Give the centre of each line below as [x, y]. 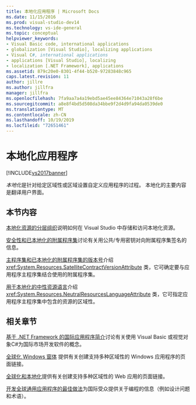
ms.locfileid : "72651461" [37, 126]
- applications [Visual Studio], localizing [61, 60]
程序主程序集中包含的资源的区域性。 [54, 301]
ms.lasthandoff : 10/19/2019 [40, 120]
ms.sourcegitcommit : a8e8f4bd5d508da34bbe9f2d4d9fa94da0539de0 [85, 104]
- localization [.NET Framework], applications [65, 66]
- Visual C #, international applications [57, 55]
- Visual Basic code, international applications [68, 44]
